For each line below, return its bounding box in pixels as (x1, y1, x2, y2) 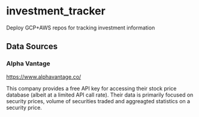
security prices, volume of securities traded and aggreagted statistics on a (6, 97, 191, 104)
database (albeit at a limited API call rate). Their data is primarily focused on (6, 91, 194, 98)
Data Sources (6, 41, 58, 52)
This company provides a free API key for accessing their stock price (6, 85, 177, 92)
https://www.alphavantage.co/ (6, 73, 82, 80)
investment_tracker (6, 4, 106, 18)
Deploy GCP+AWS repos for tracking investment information (6, 24, 155, 31)
